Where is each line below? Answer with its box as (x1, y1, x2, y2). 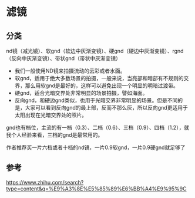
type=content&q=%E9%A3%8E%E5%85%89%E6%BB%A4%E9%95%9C (6, 185, 187, 192)
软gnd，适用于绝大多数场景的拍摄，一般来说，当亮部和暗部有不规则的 (14, 75, 184, 81)
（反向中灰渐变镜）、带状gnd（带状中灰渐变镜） (6, 55, 122, 62)
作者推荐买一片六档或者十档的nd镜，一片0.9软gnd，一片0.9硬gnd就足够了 (6, 144, 186, 151)
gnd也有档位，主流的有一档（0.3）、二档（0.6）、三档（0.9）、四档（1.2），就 (6, 124, 190, 131)
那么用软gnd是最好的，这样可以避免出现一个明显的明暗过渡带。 (25, 82, 179, 89)
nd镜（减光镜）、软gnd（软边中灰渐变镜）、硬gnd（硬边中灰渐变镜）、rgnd (6, 48, 184, 54)
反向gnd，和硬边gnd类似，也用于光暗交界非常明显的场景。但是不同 (14, 97, 178, 104)
